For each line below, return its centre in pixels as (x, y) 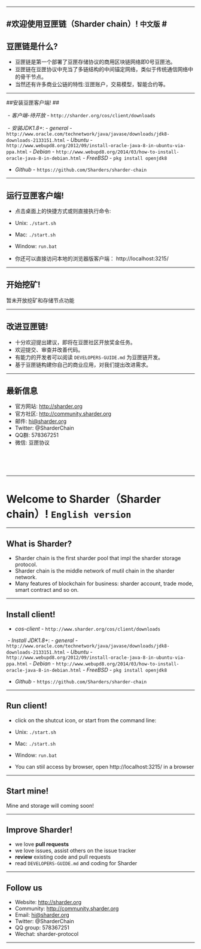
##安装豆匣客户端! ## (33, 103)
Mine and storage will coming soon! (50, 805)
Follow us (25, 888)
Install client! (31, 614)
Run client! (27, 706)
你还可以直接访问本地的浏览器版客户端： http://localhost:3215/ (92, 258)
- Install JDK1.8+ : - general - (43, 640)
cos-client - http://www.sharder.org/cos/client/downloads (87, 629)
